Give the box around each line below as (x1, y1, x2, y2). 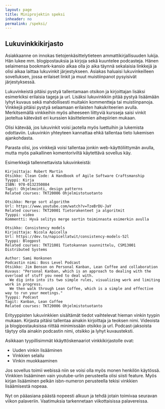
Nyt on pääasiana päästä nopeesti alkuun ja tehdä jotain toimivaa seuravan (5, 393, 158, 399)
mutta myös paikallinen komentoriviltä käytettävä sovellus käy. (5, 150, 132, 156)
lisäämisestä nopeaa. (5, 383, 48, 389)
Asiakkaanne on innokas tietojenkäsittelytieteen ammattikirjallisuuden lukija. (5, 53, 160, 58)
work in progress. (5, 282, 43, 287)
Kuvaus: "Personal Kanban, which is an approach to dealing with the (5, 269, 152, 274)
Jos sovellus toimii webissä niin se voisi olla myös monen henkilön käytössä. (5, 367, 161, 373)
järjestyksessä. (5, 79, 36, 85)
